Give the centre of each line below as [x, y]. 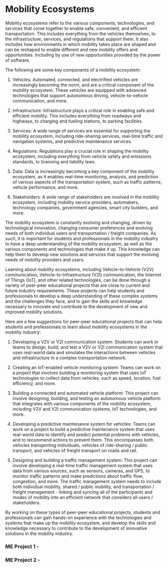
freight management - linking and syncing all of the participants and [82, 492]
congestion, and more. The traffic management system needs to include [87, 481]
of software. [18, 60]
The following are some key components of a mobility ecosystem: [73, 70]
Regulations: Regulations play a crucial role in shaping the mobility [80, 151]
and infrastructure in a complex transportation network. [69, 358]
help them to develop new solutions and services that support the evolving [82, 254]
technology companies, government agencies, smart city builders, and [85, 207]
